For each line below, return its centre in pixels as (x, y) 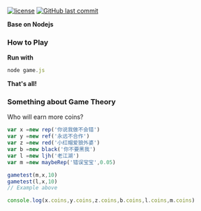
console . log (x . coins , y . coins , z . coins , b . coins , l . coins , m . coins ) (101, 201)
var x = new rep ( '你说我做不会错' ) (54, 130)
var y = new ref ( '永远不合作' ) (49, 136)
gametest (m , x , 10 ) (32, 175)
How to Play (28, 42)
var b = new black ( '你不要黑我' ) (52, 150)
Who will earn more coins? (45, 117)
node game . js (26, 71)
